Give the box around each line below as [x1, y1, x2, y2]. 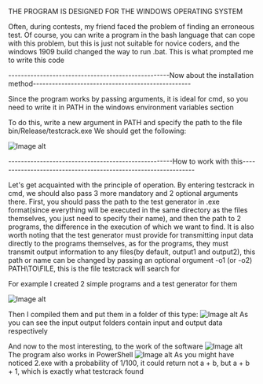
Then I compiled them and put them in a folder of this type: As [8, 310, 249, 319]
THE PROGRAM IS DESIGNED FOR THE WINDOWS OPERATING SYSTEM [8, 7, 243, 16]
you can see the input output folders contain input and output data [8, 318, 223, 327]
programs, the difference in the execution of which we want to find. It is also [8, 222, 254, 231]
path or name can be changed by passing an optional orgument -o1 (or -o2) [8, 256, 253, 264]
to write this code [8, 55, 65, 65]
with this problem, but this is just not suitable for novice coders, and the [8, 39, 240, 48]
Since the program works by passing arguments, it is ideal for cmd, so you [8, 94, 249, 103]
